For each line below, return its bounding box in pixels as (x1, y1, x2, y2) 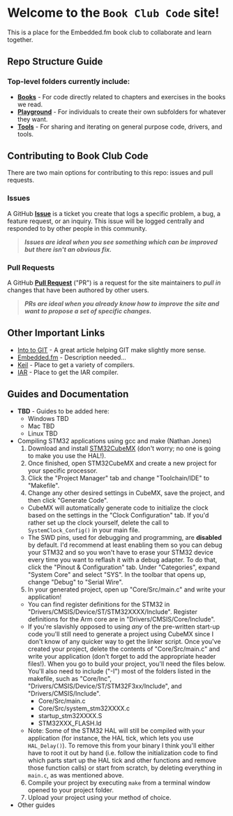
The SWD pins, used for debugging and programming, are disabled (27, 533, 222, 541)
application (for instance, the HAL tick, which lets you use (27, 733, 194, 742)
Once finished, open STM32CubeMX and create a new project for (27, 459, 218, 467)
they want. (17, 115, 48, 123)
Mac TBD (27, 422, 55, 430)
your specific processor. (27, 466, 98, 475)
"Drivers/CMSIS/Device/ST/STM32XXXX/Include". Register (27, 607, 197, 616)
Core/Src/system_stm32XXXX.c (38, 704, 130, 713)
